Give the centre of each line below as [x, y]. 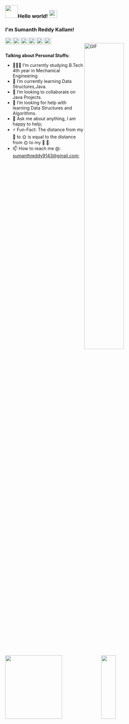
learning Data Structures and [42, 108]
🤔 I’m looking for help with [39, 102]
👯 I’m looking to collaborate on [44, 92]
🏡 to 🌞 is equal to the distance [44, 137]
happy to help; [27, 124]
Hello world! [33, 16]
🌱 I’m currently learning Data [42, 81]
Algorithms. [24, 114]
